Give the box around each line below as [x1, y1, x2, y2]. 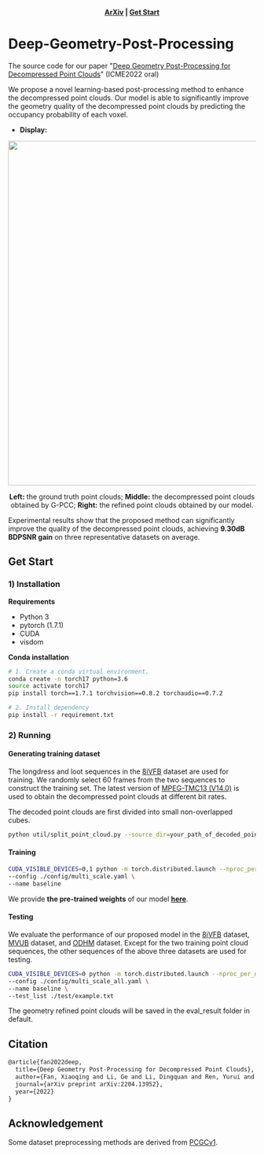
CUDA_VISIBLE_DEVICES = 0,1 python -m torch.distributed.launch [8, 865, 216, 874]
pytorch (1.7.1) [19, 620, 64, 629]
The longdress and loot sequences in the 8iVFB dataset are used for [8, 767, 229, 776]
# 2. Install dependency [8, 704, 90, 712]
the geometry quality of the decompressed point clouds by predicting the [8, 101, 246, 110]
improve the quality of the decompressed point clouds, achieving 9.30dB [8, 524, 245, 533]
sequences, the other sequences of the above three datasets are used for [8, 946, 247, 956]
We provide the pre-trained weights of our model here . [8, 894, 189, 904]
